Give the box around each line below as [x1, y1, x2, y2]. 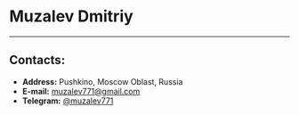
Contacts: [9, 53, 66, 68]
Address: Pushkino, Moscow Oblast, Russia [21, 76, 183, 86]
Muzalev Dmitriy [9, 6, 133, 27]
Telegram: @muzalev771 [21, 95, 114, 106]
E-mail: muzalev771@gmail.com [21, 86, 141, 96]
